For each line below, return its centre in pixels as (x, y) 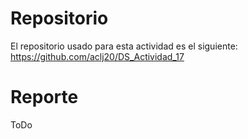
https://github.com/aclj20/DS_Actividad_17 (97, 56)
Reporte (44, 97)
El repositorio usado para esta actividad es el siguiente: (124, 46)
